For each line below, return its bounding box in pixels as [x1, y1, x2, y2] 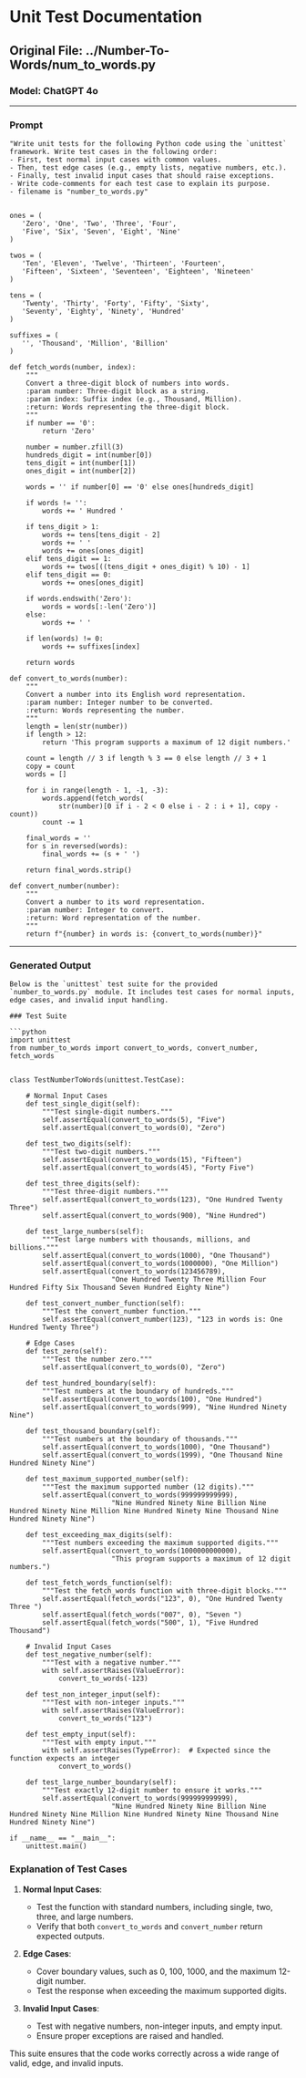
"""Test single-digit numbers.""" [42, 1107, 173, 1117]
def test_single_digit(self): [25, 1099, 141, 1109]
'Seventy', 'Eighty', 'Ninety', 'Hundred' [21, 307, 185, 317]
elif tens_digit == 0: [25, 570, 112, 580]
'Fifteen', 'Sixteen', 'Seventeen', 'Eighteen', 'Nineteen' [21, 267, 255, 276]
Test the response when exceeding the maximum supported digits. [36, 1985, 287, 1996]
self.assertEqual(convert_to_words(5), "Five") [42, 1116, 226, 1125]
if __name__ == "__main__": [9, 1834, 117, 1844]
